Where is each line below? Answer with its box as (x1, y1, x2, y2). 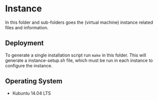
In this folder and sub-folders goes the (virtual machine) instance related (5, 19, 154, 25)
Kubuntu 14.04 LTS (12, 90, 51, 96)
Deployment (5, 39, 44, 48)
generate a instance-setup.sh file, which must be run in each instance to (5, 57, 153, 63)
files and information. (5, 24, 49, 30)
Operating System (5, 77, 63, 86)
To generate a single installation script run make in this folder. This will (5, 52, 146, 58)
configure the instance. (5, 62, 53, 68)
